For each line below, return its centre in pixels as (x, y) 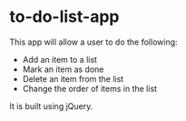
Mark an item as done (63, 69)
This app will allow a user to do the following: (94, 42)
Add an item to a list (60, 59)
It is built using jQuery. (51, 106)
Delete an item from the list (73, 78)
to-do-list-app (64, 17)
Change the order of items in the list (89, 88)
